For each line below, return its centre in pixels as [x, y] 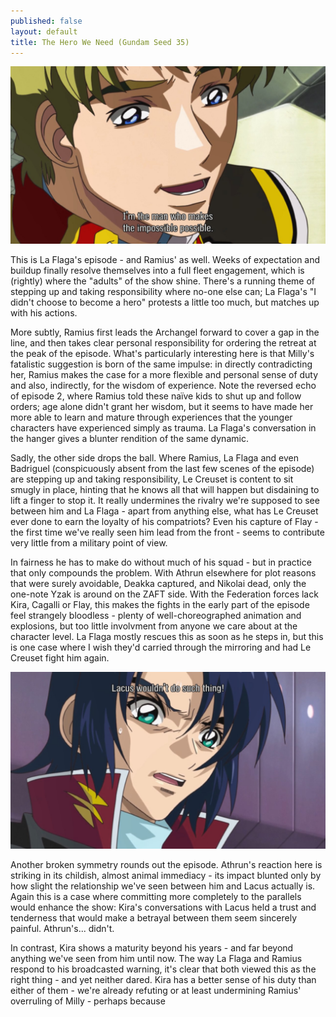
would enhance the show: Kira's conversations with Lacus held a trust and [163, 907]
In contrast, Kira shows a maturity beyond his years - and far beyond [152, 948]
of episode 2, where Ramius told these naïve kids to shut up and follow [156, 396]
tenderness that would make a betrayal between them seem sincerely [154, 918]
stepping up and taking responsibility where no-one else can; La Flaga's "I [163, 291]
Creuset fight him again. [60, 657]
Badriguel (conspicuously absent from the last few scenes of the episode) [162, 468]
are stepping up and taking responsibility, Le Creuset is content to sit [152, 479]
